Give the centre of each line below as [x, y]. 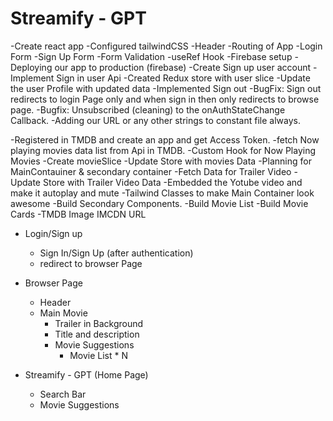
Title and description [97, 334]
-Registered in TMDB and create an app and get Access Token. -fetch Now [165, 139]
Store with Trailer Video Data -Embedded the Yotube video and [172, 182]
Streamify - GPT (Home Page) [86, 374]
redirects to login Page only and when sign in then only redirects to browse [165, 99]
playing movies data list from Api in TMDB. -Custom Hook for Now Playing [163, 150]
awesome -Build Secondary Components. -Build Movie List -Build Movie [159, 203]
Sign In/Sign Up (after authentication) [116, 253]
